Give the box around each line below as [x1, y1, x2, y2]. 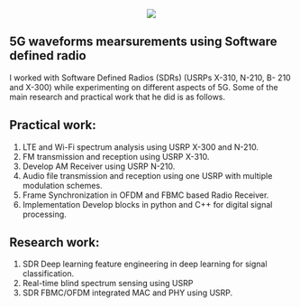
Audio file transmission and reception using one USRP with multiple [22, 170, 273, 181]
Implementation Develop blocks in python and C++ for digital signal [22, 199, 273, 209]
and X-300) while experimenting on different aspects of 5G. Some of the [9, 81, 278, 92]
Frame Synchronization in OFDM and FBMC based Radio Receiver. [22, 190, 269, 200]
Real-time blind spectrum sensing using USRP [22, 278, 194, 289]
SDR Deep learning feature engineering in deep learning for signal [22, 258, 268, 270]
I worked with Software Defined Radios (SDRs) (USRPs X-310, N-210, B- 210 [9, 72, 291, 83]
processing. [22, 209, 68, 219]
